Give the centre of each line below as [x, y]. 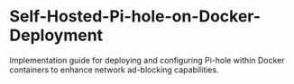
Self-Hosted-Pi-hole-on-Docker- [135, 17]
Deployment [56, 35]
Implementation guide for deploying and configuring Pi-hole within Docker [147, 60]
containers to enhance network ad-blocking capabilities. [114, 70]
